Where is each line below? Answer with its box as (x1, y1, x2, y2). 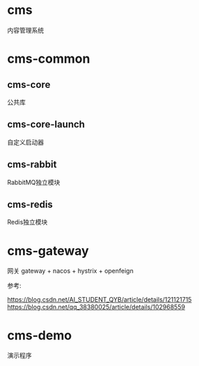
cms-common (7, 51, 90, 67)
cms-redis (7, 198, 54, 211)
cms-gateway (7, 243, 89, 259)
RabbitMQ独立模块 (7, 178, 61, 186)
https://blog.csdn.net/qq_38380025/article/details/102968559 (7, 303, 186, 312)
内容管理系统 (7, 26, 44, 34)
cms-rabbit (7, 159, 57, 171)
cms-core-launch (7, 119, 86, 130)
